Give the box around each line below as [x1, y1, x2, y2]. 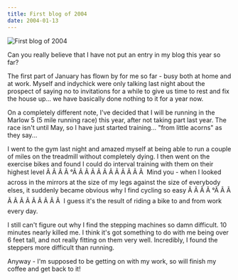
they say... [7, 131, 38, 139]
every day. [7, 207, 38, 215]
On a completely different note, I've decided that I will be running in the [7, 108, 215, 117]
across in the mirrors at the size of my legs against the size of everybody [7, 178, 221, 186]
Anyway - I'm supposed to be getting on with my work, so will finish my [7, 257, 217, 265]
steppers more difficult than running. [7, 243, 115, 252]
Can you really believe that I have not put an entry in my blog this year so [7, 50, 221, 59]
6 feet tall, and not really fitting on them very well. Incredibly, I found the [7, 235, 218, 244]
